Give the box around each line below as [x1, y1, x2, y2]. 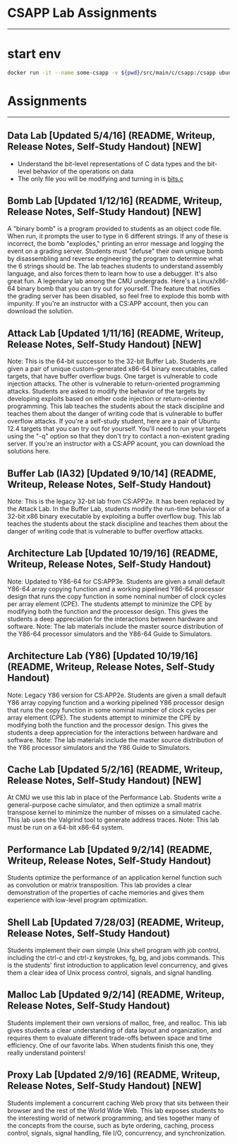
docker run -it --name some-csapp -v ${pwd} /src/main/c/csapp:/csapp [7, 69, 217, 76]
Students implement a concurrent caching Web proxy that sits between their [7, 1098, 229, 1107]
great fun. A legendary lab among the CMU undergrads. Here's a [7, 277, 196, 285]
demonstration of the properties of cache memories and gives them [7, 888, 205, 897]
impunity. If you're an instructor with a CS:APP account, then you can [7, 300, 209, 308]
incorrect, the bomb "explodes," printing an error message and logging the [7, 240, 224, 248]
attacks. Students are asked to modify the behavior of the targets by [7, 387, 206, 395]
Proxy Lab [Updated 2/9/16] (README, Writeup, [7, 1069, 221, 1081]
